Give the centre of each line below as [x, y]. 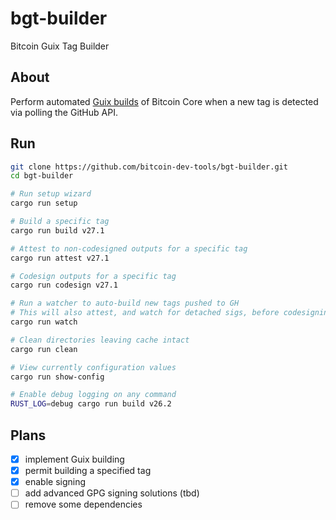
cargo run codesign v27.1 [64, 285]
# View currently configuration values [93, 367]
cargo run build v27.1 [57, 230]
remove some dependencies [83, 504]
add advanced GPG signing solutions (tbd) [112, 493]
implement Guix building [74, 459]
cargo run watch [44, 322]
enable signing [55, 482]
